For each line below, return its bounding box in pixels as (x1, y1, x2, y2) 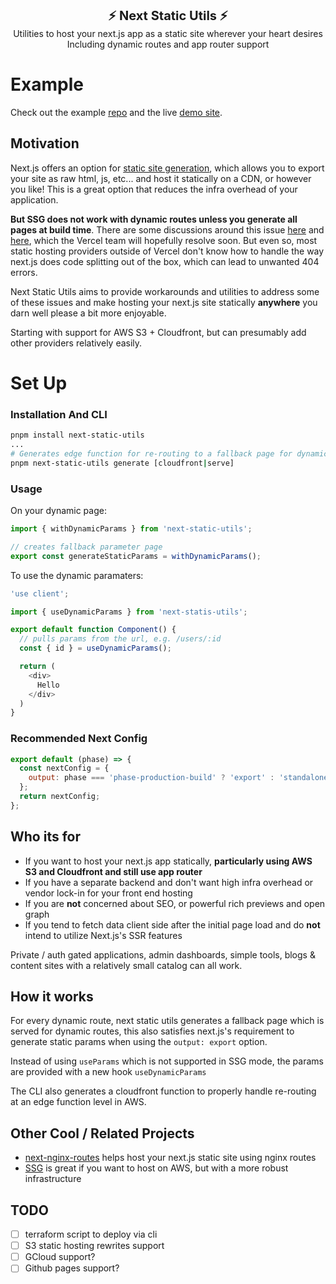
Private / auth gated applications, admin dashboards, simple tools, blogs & (10, 948, 316, 961)
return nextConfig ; (19, 792, 101, 802)
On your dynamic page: (10, 505, 107, 517)
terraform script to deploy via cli (24, 1228, 158, 1241)
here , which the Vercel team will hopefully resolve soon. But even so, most (10, 234, 318, 246)
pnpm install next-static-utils (10, 430, 145, 441)
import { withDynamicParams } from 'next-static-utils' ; (10, 524, 253, 534)
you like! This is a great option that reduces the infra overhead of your (10, 183, 298, 195)
